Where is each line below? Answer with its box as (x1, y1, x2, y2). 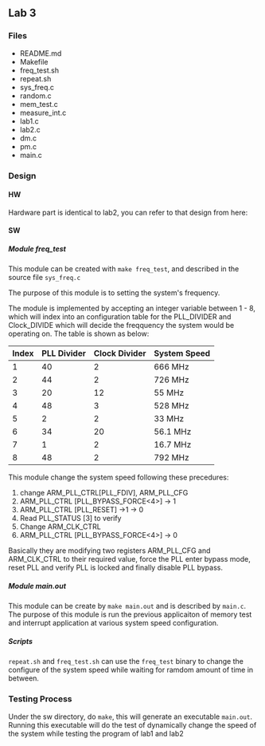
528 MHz (154, 401, 189, 412)
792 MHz (154, 452, 189, 464)
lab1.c (19, 116, 39, 126)
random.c (19, 91, 52, 101)
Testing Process (8, 693, 72, 705)
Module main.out (8, 581, 66, 590)
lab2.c (19, 124, 41, 134)
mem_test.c (19, 99, 58, 109)
